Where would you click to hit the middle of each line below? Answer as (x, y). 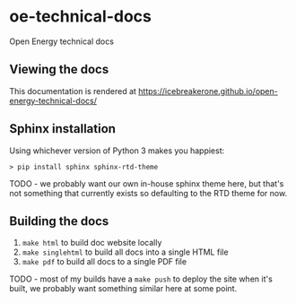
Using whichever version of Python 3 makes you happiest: (117, 151)
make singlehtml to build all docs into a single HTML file (125, 252)
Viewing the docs (59, 69)
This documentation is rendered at (73, 91)
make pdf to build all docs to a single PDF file (104, 262)
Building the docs (59, 221)
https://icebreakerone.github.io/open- (208, 91)
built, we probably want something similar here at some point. (123, 289)
